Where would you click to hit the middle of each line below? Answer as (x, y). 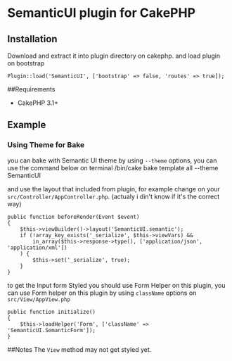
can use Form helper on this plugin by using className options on (102, 293)
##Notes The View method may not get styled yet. (79, 349)
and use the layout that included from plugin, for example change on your (114, 189)
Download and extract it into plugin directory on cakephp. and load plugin (114, 56)
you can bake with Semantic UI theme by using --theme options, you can (112, 160)
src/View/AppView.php (39, 299)
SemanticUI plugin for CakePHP (101, 13)
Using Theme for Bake (46, 145)
